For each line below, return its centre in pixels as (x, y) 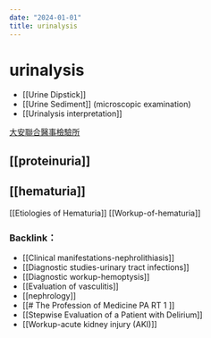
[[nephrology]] (49, 295)
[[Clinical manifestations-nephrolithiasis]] (98, 258)
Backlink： (33, 238)
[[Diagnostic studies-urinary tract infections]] (105, 267)
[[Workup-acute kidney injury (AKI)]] (90, 324)
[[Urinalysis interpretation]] (72, 114)
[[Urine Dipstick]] (54, 95)
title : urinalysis (43, 26)
